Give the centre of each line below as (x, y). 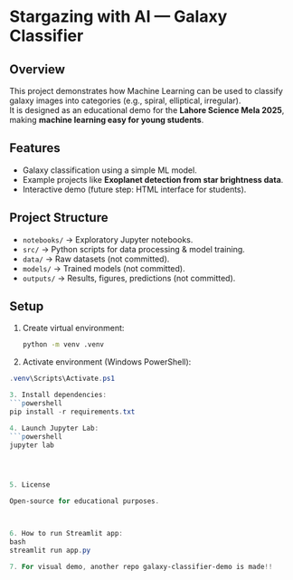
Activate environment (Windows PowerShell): (107, 362)
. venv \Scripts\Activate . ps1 (62, 379)
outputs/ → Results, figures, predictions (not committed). (129, 278)
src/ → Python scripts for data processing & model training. (134, 249)
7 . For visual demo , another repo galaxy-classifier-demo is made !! (141, 566)
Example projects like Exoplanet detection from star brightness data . (153, 179)
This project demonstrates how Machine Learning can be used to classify (146, 91)
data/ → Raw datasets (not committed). (96, 259)
